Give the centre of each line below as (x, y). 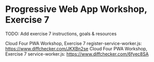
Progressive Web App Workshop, (76, 9)
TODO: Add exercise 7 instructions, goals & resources (61, 33)
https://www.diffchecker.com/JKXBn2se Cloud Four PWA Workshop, (76, 48)
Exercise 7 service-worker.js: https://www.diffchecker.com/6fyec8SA (77, 54)
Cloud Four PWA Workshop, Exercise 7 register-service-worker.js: (73, 43)
